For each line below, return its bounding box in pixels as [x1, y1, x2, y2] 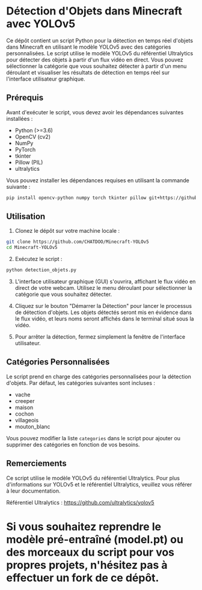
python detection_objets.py [6, 267, 77, 273]
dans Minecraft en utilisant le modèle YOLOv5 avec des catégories [6, 43, 171, 51]
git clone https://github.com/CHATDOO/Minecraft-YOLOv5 [6, 239, 149, 245]
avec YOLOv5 [6, 17, 76, 31]
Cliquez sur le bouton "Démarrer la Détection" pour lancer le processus [14, 303, 192, 310]
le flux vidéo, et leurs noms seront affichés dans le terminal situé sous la [14, 315, 194, 322]
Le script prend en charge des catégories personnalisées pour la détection [6, 373, 191, 380]
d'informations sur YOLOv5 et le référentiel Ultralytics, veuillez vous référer [6, 481, 192, 488]
